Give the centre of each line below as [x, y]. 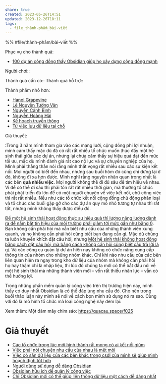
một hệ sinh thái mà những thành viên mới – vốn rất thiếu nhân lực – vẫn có [82, 271]
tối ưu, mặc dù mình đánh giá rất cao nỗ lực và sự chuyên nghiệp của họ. [80, 161]
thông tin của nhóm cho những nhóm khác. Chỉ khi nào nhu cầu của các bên [83, 255]
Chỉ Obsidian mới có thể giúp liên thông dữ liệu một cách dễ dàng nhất [84, 377]
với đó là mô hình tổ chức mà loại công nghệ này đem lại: [63, 302]
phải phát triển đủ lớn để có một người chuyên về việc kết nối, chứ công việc [83, 193]
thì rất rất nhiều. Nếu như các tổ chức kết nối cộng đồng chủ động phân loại [83, 198]
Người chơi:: [18, 71]
